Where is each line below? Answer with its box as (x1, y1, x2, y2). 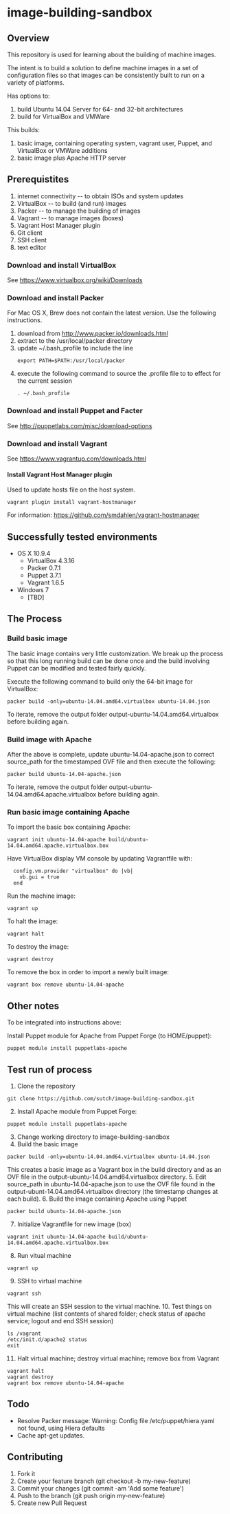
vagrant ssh (7, 1290, 41, 1297)
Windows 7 (16, 586, 49, 594)
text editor (16, 243, 47, 251)
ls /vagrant (7, 1330, 41, 1337)
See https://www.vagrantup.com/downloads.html (7, 454, 146, 463)
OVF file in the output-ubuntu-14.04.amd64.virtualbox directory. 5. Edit (7, 1173, 207, 1181)
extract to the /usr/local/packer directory (16, 337, 133, 345)
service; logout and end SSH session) (7, 1316, 114, 1325)
